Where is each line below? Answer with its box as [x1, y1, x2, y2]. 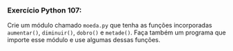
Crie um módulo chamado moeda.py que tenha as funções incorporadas [7, 21, 213, 30]
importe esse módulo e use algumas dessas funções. [7, 36, 160, 44]
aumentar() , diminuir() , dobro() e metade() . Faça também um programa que [7, 28, 227, 37]
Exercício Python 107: [7, 6, 82, 15]
